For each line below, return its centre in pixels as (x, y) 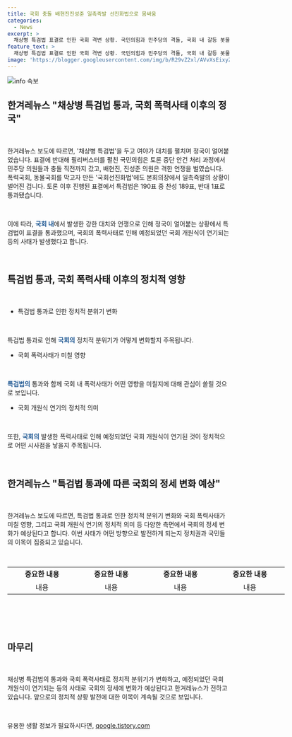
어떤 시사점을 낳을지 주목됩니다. (58, 446)
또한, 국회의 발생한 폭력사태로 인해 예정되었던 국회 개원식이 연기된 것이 (104, 436)
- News (23, 27)
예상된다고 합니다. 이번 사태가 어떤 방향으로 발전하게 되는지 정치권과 (113, 533)
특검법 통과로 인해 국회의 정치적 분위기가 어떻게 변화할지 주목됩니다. (101, 340)
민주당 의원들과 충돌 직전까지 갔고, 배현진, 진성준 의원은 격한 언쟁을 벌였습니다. (115, 168)
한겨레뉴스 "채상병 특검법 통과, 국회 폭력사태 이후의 (112, 106)
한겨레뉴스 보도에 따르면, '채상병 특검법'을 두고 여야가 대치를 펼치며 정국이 (109, 151)
